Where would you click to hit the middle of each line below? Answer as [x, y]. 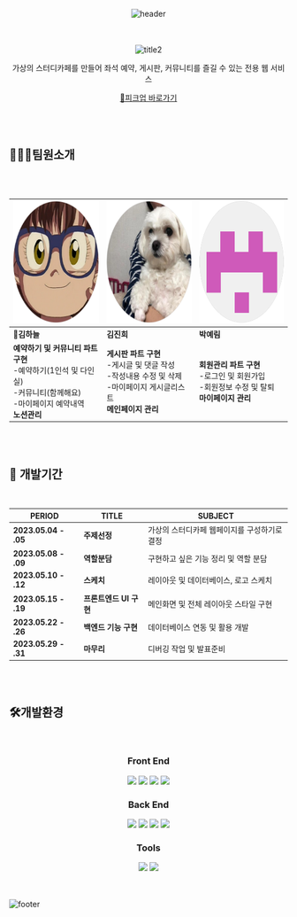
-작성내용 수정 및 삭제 [145, 376]
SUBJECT [216, 516]
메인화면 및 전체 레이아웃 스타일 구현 [209, 603]
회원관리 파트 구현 [229, 364]
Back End [148, 804]
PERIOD [44, 516]
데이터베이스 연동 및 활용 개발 [198, 627]
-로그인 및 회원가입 [232, 376]
